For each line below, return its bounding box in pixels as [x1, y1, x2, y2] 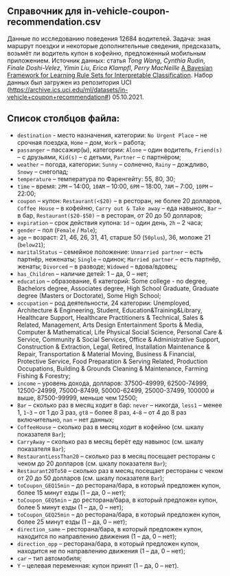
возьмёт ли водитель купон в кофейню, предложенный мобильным [7, 49, 206, 57]
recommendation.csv [7, 16, 102, 28]
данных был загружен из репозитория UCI [7, 78, 132, 87]
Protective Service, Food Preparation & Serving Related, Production [16, 357, 208, 365]
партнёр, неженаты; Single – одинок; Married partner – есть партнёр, [16, 255, 221, 263]
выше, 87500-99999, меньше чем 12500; [16, 393, 138, 402]
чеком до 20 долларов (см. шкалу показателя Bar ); [16, 459, 168, 468]
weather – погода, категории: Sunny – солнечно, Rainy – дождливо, [16, 160, 209, 168]
